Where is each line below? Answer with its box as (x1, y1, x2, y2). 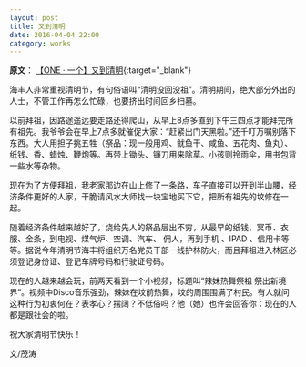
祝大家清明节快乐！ (9, 329, 82, 340)
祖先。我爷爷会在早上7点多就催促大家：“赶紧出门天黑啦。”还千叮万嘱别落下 (16, 127, 297, 138)
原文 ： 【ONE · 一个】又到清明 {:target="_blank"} (9, 65, 192, 76)
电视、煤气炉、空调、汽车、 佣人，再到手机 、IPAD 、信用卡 (56, 233, 282, 244)
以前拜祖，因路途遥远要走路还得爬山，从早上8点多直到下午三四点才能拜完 (9, 115, 286, 126)
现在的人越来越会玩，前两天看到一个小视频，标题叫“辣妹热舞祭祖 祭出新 (9, 275, 280, 287)
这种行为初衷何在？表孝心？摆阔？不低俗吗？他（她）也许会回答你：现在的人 (9, 298, 297, 310)
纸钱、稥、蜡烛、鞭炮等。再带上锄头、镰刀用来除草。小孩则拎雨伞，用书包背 (9, 149, 297, 160)
